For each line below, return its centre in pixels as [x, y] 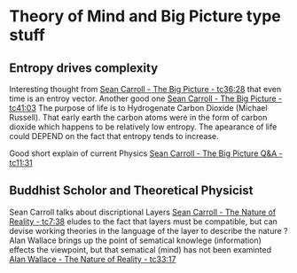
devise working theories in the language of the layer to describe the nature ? [148, 230]
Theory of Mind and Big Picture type [145, 16]
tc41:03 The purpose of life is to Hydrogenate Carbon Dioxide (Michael [138, 108]
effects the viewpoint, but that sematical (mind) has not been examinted [141, 249]
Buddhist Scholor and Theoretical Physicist [132, 191]
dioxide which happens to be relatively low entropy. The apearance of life [143, 127]
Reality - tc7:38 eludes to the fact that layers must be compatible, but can [143, 221]
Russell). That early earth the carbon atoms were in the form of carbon [138, 117]
